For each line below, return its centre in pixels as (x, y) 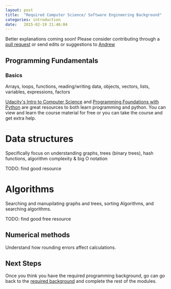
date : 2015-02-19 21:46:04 (36, 24)
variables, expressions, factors (38, 92)
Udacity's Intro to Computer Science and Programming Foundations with (82, 102)
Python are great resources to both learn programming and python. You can (85, 107)
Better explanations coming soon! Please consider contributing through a (83, 39)
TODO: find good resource (33, 168)
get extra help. (21, 118)
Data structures (39, 139)
